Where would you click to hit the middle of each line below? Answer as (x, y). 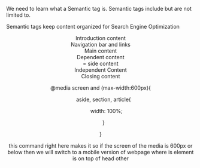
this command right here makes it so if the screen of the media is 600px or (101, 146)
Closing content (101, 76)
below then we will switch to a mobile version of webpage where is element (101, 152)
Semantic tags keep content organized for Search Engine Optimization (93, 27)
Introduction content (101, 38)
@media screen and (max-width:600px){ (101, 88)
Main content (101, 51)
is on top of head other (101, 158)
